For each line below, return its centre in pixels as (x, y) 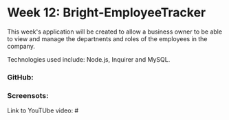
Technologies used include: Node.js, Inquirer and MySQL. (89, 59)
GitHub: (20, 77)
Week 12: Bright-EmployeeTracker (107, 13)
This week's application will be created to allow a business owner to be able (115, 32)
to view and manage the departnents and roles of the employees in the (107, 38)
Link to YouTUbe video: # (43, 110)
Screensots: (28, 95)
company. (21, 46)
